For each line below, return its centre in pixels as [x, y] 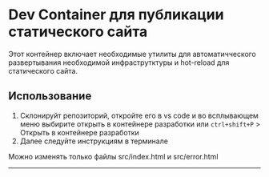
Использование [50, 97]
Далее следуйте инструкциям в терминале [94, 141]
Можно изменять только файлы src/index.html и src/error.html [113, 156]
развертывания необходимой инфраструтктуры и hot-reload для [119, 62]
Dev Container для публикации [116, 15]
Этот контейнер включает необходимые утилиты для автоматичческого [132, 54]
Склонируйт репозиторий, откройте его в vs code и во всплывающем [139, 115]
